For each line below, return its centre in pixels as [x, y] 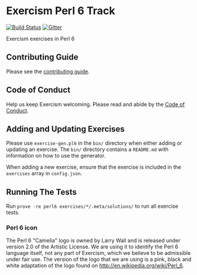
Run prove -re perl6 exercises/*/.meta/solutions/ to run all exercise [92, 206]
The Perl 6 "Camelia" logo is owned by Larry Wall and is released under [93, 241]
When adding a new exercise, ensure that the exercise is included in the [94, 167]
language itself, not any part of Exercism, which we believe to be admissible [98, 253]
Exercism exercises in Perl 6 [41, 38]
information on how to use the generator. [56, 156]
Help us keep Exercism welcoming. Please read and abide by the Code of [96, 104]
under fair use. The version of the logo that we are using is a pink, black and [99, 259]
